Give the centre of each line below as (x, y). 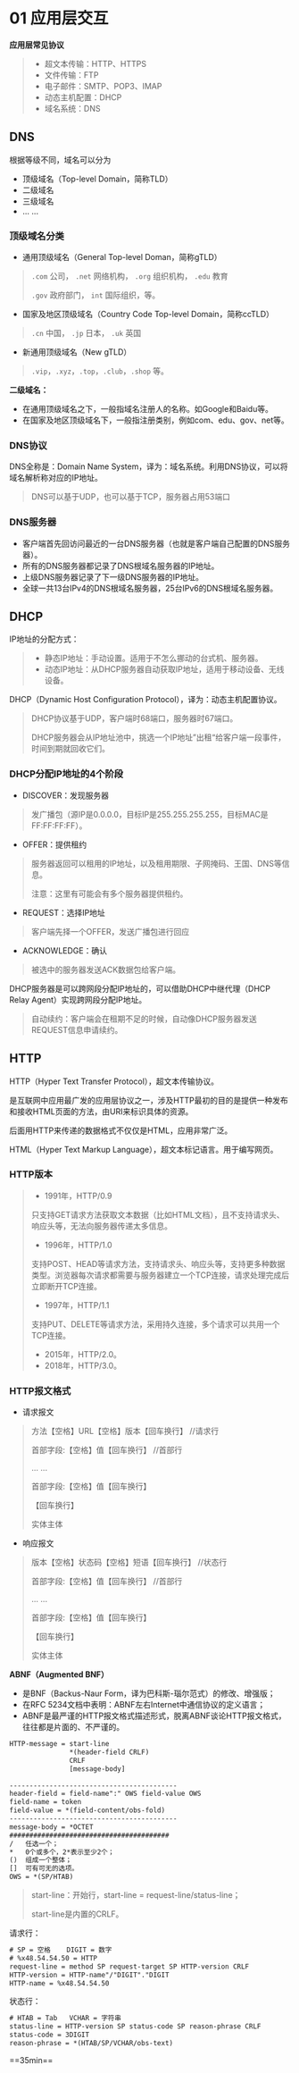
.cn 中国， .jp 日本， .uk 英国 (86, 333)
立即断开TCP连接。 (66, 1286)
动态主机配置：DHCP (83, 97)
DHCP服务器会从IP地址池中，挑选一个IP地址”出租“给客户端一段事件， (158, 737)
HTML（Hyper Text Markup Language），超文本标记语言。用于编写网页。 (144, 1149)
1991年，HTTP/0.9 (78, 1196)
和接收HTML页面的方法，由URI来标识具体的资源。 (101, 1111)
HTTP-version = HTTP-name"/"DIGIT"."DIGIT (89, 1975)
